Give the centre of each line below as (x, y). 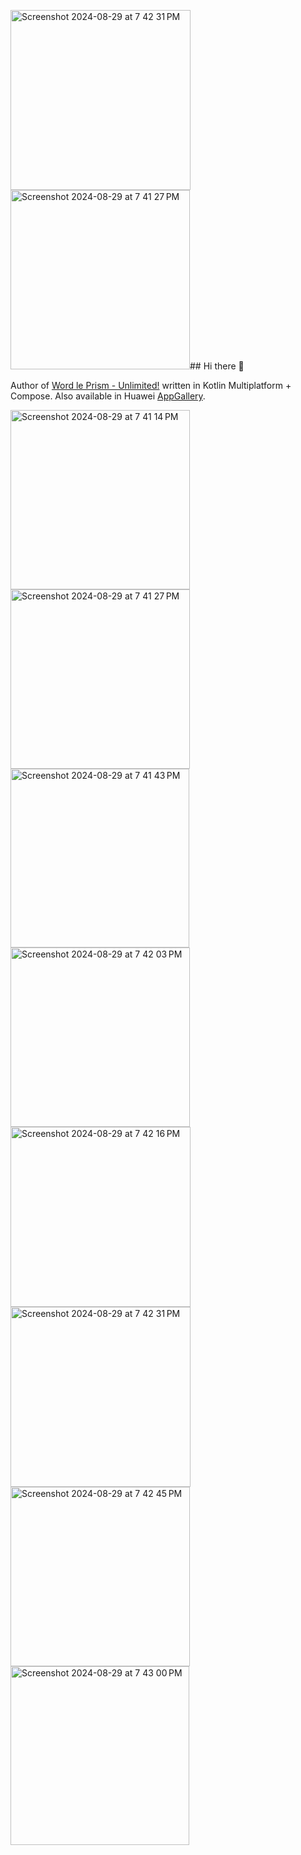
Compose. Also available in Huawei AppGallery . (108, 396)
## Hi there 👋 (217, 366)
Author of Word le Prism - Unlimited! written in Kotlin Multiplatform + (151, 385)
